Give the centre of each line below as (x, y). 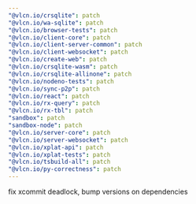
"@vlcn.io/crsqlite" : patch (54, 15)
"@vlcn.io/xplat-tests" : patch (59, 154)
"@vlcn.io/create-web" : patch (58, 60)
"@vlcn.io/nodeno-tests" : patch (61, 81)
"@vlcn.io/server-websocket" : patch (68, 140)
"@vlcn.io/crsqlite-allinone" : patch (70, 74)
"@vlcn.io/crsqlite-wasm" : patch (63, 67)
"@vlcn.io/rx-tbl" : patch (50, 111)
